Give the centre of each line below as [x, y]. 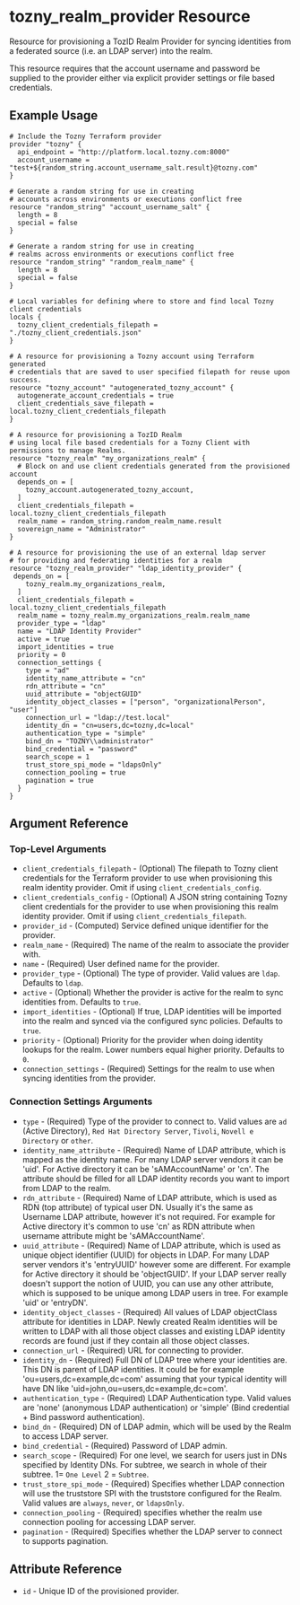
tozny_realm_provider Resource [130, 17]
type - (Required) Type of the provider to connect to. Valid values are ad [154, 1121]
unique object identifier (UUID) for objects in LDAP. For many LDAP [146, 1255]
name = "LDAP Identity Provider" [80, 631]
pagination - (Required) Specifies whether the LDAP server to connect [152, 1531]
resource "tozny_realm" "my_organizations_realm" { [107, 458]
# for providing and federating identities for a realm [116, 560]
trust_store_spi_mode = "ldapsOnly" [94, 765]
